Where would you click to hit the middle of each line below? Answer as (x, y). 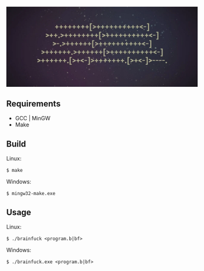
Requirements (33, 104)
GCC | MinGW (32, 118)
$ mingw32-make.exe (31, 194)
